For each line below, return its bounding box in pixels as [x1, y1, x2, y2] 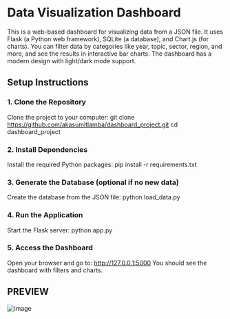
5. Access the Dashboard [7, 243, 93, 252]
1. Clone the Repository [7, 98, 86, 107]
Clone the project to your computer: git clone [7, 113, 135, 121]
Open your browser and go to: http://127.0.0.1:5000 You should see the [7, 258, 207, 267]
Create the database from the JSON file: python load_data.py [7, 193, 180, 201]
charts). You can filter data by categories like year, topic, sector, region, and [7, 42, 222, 50]
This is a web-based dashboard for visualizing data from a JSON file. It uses [7, 27, 224, 36]
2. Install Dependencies [7, 144, 88, 154]
